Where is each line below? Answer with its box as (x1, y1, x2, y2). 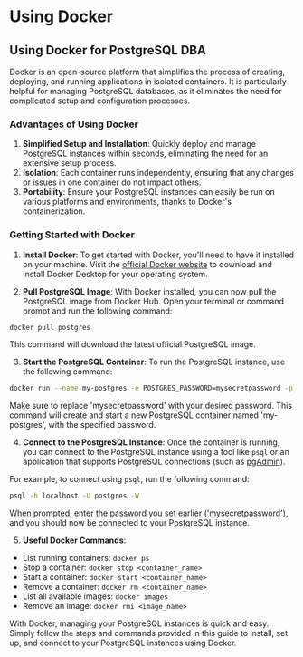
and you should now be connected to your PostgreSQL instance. (9, 517, 251, 528)
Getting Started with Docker (9, 228, 136, 241)
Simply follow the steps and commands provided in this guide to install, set (9, 628, 288, 639)
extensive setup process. (22, 158, 117, 169)
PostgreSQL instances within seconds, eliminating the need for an (22, 148, 269, 159)
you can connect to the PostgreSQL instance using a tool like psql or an (22, 447, 289, 458)
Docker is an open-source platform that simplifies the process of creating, (9, 66, 286, 77)
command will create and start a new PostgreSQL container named (9, 410, 260, 420)
